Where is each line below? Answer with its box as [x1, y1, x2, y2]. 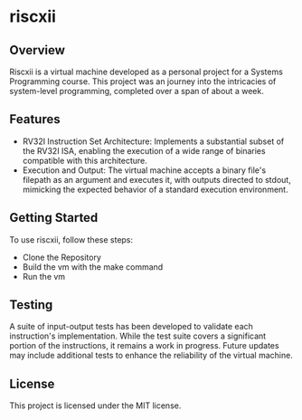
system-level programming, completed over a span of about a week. [9, 86, 264, 96]
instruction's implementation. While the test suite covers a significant [9, 330, 267, 341]
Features [9, 111, 61, 128]
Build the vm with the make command [22, 261, 164, 272]
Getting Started [9, 210, 99, 225]
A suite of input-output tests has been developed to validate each [9, 321, 253, 332]
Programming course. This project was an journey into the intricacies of [9, 76, 277, 87]
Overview [9, 43, 66, 58]
